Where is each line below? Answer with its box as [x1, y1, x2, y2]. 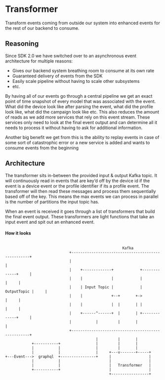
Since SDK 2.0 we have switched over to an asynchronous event [5, 53, 137, 59]
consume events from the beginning [5, 145, 79, 151]
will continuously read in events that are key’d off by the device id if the [5, 178, 150, 184]
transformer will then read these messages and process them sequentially [5, 188, 156, 194]
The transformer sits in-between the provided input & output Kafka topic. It [5, 172, 158, 178]
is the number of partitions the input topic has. [5, 198, 100, 204]
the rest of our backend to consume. [5, 25, 80, 31]
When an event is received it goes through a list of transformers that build [5, 208, 155, 214]
